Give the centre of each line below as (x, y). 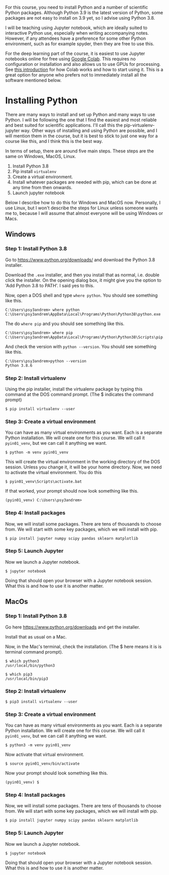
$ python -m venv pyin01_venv (37, 452)
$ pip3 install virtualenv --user (41, 701)
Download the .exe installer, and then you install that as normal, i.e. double (82, 275)
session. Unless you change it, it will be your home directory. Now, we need (83, 467)
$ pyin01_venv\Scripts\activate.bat (44, 482)
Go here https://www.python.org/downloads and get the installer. (73, 627)
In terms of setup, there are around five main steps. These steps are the (80, 151)
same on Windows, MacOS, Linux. (41, 156)
